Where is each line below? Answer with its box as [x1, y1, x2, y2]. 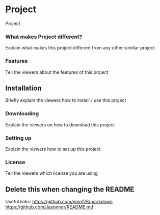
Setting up [5, 134, 32, 141]
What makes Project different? [5, 33, 83, 40]
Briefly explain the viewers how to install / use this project [5, 97, 126, 103]
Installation [5, 84, 42, 92]
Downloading [5, 110, 39, 117]
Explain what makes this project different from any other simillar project [5, 45, 155, 51]
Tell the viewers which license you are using [5, 170, 98, 176]
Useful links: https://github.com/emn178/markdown [5, 199, 113, 205]
